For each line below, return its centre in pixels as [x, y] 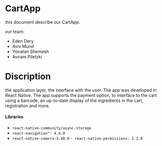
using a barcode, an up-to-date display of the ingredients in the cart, [74, 100]
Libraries [14, 117]
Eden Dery [23, 41]
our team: [15, 31]
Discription [28, 77]
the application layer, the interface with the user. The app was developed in [81, 90]
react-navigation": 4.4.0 [38, 134]
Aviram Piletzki [27, 56]
